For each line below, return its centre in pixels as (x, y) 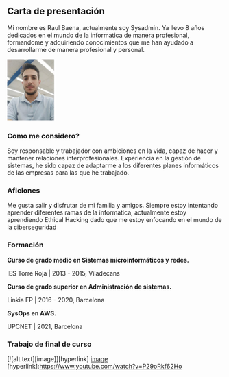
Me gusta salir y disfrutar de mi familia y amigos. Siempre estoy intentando (112, 206)
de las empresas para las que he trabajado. (68, 173)
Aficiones (24, 191)
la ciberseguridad (32, 227)
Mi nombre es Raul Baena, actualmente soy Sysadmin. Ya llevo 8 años (106, 27)
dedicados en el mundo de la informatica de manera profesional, (98, 35)
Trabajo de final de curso (49, 344)
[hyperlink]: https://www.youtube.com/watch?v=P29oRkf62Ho (95, 366)
